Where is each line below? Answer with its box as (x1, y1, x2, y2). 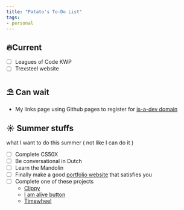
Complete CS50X (14, 150, 59, 158)
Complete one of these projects (14, 178, 94, 185)
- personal (6, 20, 34, 26)
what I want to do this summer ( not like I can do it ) (6, 139, 134, 146)
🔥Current (6, 42, 42, 52)
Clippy (24, 185, 40, 192)
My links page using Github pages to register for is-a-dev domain (14, 106, 178, 113)
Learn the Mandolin (14, 164, 64, 171)
